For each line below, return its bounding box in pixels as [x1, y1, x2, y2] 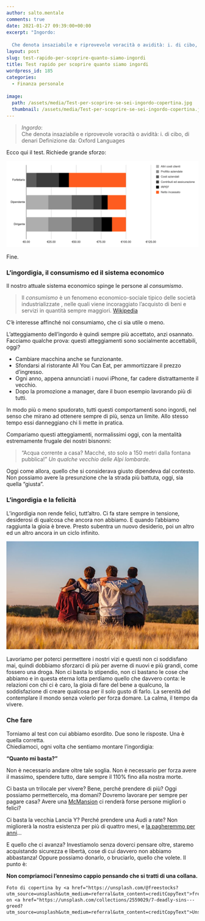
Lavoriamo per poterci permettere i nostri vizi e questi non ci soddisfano [6, 656, 188, 663]
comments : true [6, 16, 45, 23]
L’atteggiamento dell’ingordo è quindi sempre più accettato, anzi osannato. [6, 331, 194, 338]
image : [6, 93, 23, 100]
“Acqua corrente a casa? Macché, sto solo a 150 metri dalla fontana [21, 449, 191, 457]
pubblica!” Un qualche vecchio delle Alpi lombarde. [21, 456, 151, 463]
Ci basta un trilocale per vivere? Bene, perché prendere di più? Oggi [6, 784, 177, 792]
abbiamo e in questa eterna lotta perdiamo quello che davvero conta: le [6, 675, 186, 683]
